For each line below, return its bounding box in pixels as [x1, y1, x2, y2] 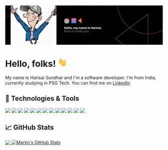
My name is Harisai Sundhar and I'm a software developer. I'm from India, [5, 75, 156, 81]
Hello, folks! [5, 58, 56, 70]
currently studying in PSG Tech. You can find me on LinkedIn [5, 80, 130, 86]
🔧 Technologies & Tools [5, 94, 79, 103]
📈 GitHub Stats [5, 123, 54, 132]
